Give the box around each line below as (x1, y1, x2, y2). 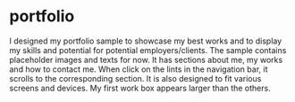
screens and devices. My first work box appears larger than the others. (9, 82, 271, 93)
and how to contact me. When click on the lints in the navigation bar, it (9, 64, 268, 75)
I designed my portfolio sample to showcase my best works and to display (9, 35, 282, 46)
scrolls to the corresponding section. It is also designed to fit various (9, 73, 262, 83)
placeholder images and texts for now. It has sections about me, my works (9, 54, 283, 65)
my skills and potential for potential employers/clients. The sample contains (9, 44, 287, 55)
